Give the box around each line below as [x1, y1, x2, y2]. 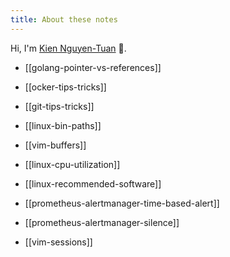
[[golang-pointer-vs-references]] [24, 61, 162, 73]
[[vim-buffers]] [24, 139, 87, 151]
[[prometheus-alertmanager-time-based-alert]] [24, 197, 220, 209]
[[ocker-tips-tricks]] [24, 81, 107, 93]
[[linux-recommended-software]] [24, 177, 162, 190]
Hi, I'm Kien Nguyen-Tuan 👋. [10, 42, 127, 54]
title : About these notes [10, 14, 118, 25]
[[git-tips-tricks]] [24, 100, 95, 112]
